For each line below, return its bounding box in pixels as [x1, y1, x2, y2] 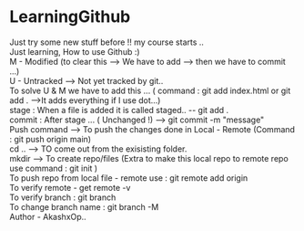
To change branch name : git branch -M [9, 201, 159, 212]
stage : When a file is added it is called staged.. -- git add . [9, 104, 229, 115]
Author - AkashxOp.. [9, 211, 86, 222]
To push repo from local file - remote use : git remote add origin [9, 172, 248, 184]
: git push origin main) [9, 133, 92, 144]
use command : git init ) [9, 163, 98, 173]
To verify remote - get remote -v [9, 182, 131, 193]
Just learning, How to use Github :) [9, 46, 140, 57]
